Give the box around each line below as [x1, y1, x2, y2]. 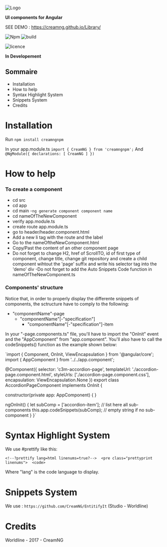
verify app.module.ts [12, 218, 55, 225]
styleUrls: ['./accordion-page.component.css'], [53, 371, 151, 377]
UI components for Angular [5, 15, 63, 20]
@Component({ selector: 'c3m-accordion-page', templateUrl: [5, 366, 131, 372]
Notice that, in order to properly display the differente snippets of [5, 295, 139, 301]
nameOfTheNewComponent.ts [12, 272, 76, 278]
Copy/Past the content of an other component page [12, 245, 119, 251]
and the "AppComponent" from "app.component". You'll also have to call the [5, 336, 163, 342]
